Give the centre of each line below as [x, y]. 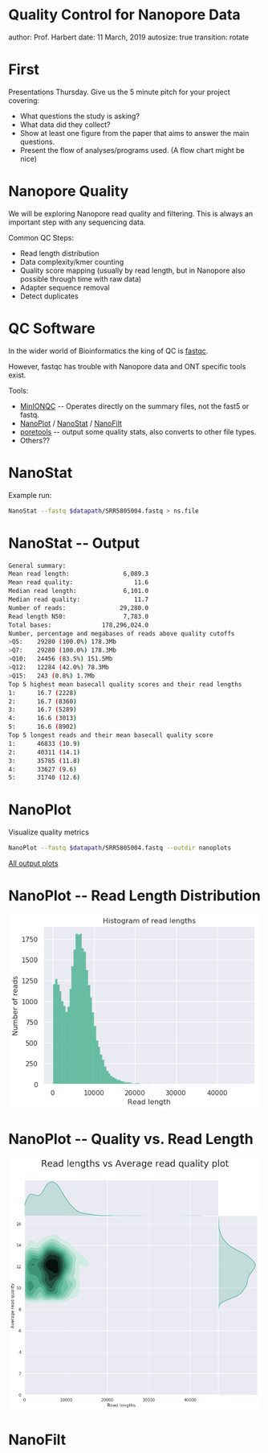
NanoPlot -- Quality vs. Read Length [131, 1139]
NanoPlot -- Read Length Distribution [134, 896]
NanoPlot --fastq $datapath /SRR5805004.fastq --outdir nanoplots [120, 848]
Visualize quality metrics [49, 832]
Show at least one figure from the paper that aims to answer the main [134, 133]
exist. [17, 375]
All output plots [33, 863]
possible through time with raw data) [81, 278]
